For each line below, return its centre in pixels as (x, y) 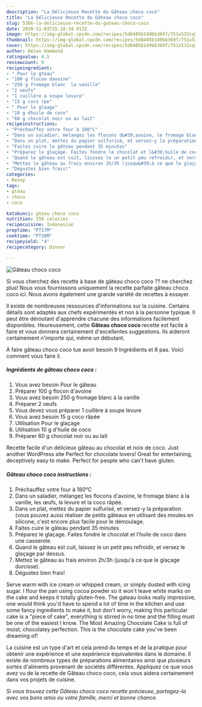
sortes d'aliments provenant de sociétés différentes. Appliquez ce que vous (100, 667)
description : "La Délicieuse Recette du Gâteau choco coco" (83, 12)
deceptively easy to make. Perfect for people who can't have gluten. (91, 461)
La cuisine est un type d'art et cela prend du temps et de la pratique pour (97, 648)
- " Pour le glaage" (32, 107)
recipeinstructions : (32, 124)
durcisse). (27, 566)
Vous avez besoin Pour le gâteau (56, 385)
